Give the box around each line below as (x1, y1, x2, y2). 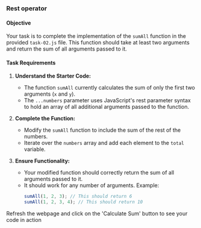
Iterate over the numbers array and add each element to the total (23, 140, 185, 147)
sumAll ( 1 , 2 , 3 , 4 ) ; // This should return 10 (23, 199, 143, 205)
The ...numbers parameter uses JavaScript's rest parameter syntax (23, 97, 191, 104)
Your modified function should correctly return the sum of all (23, 169, 175, 176)
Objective (6, 19, 31, 26)
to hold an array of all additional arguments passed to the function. (23, 103, 190, 111)
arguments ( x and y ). (23, 90, 76, 97)
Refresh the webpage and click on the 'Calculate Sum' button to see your (6, 210, 188, 217)
